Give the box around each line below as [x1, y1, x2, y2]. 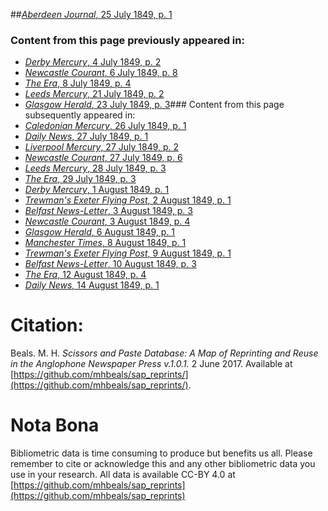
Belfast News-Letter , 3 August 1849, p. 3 [24, 205, 193, 217]
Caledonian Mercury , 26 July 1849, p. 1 [24, 120, 187, 132]
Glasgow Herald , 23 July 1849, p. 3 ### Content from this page [24, 99, 285, 111]
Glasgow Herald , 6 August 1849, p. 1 [24, 226, 176, 238]
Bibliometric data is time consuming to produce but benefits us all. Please [10, 447, 313, 459]
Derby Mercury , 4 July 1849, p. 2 [24, 56, 162, 68]
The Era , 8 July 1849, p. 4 [24, 77, 132, 89]
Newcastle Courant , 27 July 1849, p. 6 [24, 152, 183, 164]
